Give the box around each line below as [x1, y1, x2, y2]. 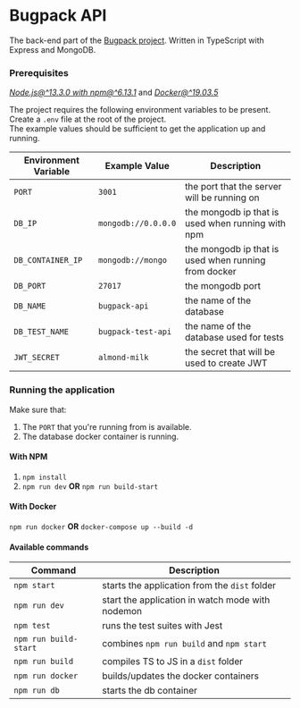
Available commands [9, 542, 89, 552]
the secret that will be [184, 346, 275, 358]
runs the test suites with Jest [102, 619, 223, 632]
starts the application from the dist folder [102, 579, 277, 592]
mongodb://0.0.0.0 [97, 218, 177, 229]
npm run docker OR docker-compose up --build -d [9, 520, 194, 532]
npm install [21, 473, 67, 482]
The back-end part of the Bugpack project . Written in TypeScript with [9, 35, 265, 46]
